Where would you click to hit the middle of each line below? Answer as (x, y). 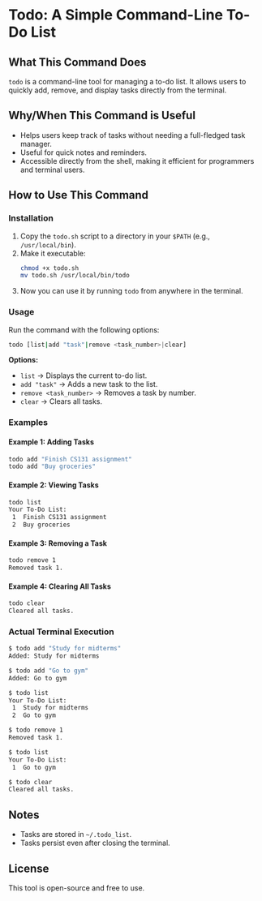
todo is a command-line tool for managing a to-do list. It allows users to (127, 82)
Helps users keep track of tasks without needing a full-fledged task (133, 135)
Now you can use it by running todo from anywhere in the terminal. (131, 291)
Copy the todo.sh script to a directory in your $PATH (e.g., (115, 236)
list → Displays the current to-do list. (84, 375)
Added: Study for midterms (54, 656)
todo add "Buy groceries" (52, 467)
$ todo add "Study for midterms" (65, 649)
